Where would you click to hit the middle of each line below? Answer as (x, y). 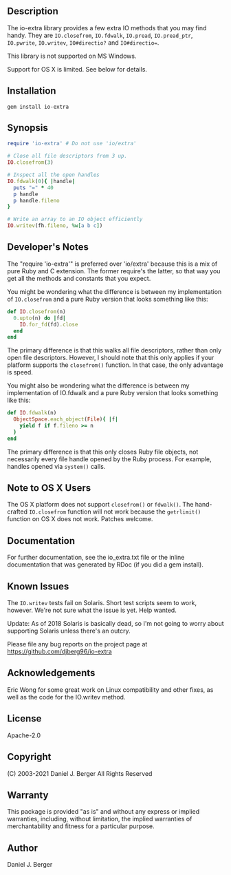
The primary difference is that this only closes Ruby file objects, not (103, 452)
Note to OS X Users (49, 488)
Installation (32, 91)
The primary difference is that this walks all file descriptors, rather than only (114, 350)
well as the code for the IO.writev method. (66, 697)
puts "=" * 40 (33, 188)
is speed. (20, 372)
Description (33, 11)
